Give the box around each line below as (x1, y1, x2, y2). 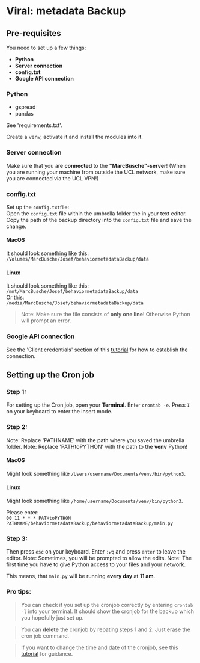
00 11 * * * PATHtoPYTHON (6, 515, 71, 521)
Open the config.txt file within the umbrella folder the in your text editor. (6, 209, 187, 217)
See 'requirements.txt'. (6, 122, 62, 129)
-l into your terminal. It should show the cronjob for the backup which (20, 608, 194, 615)
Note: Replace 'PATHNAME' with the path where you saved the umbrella (6, 436, 185, 443)
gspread (14, 103, 36, 111)
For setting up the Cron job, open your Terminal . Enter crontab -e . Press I (6, 401, 190, 409)
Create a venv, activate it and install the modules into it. (6, 134, 143, 141)
